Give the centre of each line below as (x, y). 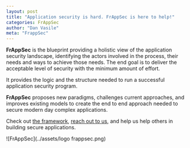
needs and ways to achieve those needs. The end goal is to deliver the (92, 63)
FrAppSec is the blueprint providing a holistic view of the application (89, 50)
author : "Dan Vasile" (33, 28)
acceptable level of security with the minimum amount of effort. (83, 68)
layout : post (22, 11)
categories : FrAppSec (33, 22)
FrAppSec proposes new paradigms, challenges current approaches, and (95, 98)
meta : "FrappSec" (27, 33)
